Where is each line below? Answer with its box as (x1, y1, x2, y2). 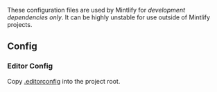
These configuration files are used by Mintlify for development (7, 6, 186, 14)
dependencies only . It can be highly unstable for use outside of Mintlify (7, 13, 210, 21)
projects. (7, 21, 33, 28)
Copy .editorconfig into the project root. (7, 77, 121, 85)
